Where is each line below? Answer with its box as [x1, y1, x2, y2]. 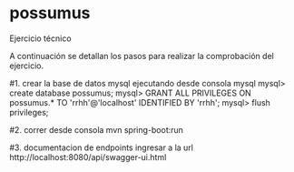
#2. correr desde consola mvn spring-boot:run [9, 124, 184, 135]
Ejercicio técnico [9, 33, 72, 44]
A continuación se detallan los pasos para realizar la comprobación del [9, 50, 274, 61]
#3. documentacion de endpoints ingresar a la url [9, 142, 193, 153]
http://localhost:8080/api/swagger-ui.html [9, 151, 167, 162]
